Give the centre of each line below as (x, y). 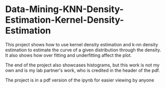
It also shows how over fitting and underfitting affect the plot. (69, 55)
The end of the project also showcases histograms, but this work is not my (82, 65)
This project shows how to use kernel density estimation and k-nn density (82, 44)
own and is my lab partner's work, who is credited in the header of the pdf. (82, 70)
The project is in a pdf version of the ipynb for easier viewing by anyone (80, 80)
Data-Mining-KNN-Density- (65, 9)
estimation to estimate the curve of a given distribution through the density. (83, 50)
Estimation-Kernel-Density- (65, 20)
